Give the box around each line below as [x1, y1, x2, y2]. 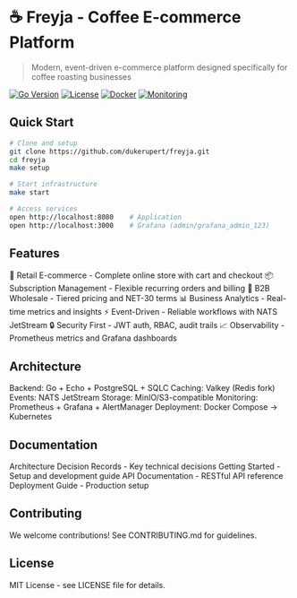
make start [9, 188, 50, 197]
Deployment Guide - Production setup [9, 481, 149, 491]
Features [9, 246, 60, 261]
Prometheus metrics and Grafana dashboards [9, 333, 177, 343]
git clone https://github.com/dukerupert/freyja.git [9, 147, 210, 156]
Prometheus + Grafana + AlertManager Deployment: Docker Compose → [9, 402, 278, 412]
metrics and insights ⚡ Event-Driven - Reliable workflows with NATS [27, 307, 278, 317]
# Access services [9, 204, 78, 213]
